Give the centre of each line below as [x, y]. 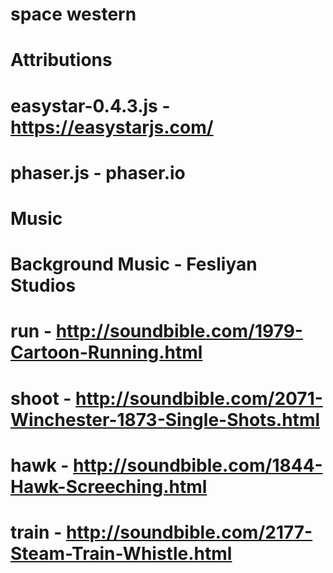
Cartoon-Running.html [106, 352]
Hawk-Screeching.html [109, 486]
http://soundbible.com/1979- [179, 331]
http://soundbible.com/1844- [198, 465]
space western [73, 14]
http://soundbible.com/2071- [199, 398]
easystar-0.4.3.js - [90, 105]
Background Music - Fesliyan [134, 264]
